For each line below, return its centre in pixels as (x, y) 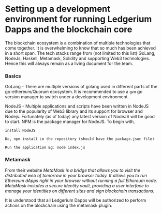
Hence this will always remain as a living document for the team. (69, 63)
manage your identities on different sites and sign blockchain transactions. (80, 191)
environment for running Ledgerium (79, 19)
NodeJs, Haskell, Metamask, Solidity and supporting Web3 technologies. (78, 58)
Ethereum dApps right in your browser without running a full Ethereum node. (81, 181)
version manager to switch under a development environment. (67, 97)
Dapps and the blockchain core (69, 30)
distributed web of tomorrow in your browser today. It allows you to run (76, 175)
